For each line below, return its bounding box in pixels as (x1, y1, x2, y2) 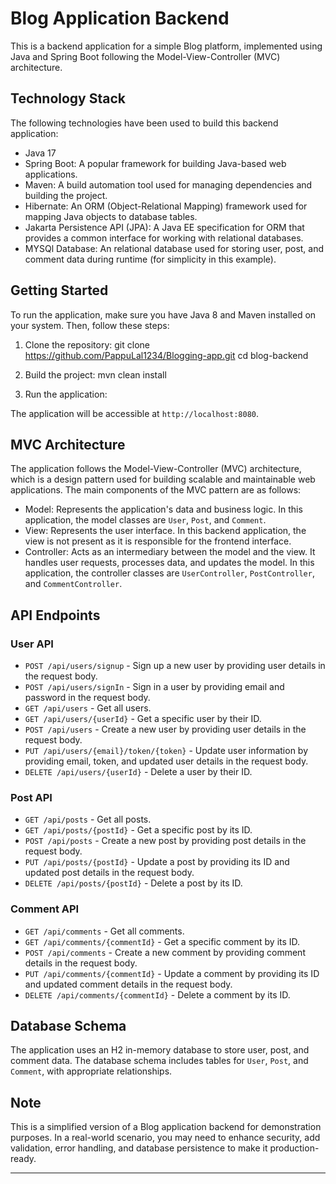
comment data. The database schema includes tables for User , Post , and (10, 1055, 309, 1067)
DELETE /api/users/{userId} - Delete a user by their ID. (24, 766, 253, 778)
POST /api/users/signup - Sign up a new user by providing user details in (24, 660, 326, 672)
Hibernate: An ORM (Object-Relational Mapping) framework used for (24, 200, 308, 212)
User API (10, 637, 54, 651)
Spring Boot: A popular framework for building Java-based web (24, 157, 287, 169)
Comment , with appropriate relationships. (10, 1065, 173, 1077)
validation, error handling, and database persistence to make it (10, 1142, 268, 1154)
